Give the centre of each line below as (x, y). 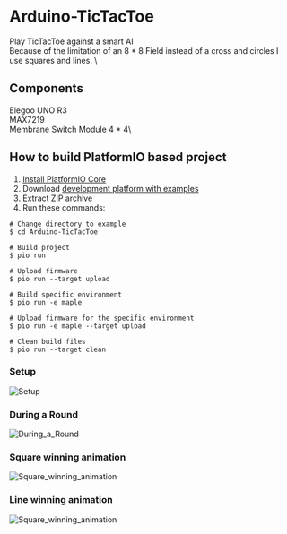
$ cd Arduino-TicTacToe (54, 232)
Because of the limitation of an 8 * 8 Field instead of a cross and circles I (144, 50)
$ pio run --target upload (60, 279)
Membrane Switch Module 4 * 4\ (70, 129)
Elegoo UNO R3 (38, 110)
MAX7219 (27, 119)
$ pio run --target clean (57, 349)
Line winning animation (61, 500)
